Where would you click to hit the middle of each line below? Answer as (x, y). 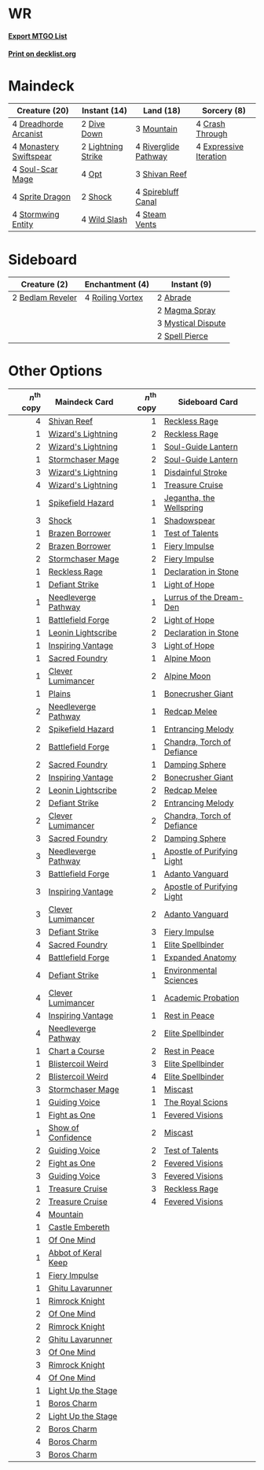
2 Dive (93, 124)
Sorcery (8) (224, 111)
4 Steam (151, 215)
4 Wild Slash (104, 220)
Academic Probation (202, 998)
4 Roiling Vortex (114, 298)
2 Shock (97, 197)
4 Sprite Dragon (41, 197)
